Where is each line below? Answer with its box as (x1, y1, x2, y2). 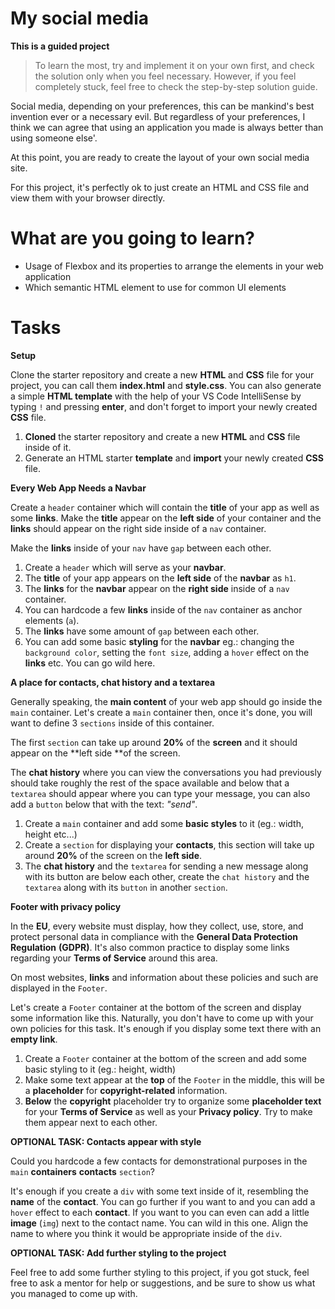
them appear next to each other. (24, 1116, 158, 1128)
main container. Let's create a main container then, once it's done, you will (10, 706, 313, 718)
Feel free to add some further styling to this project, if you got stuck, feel (10, 1266, 310, 1278)
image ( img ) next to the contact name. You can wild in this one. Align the (10, 1217, 309, 1229)
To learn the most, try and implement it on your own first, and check (34, 59, 315, 71)
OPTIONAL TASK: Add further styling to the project (10, 1247, 227, 1259)
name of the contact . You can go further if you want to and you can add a (10, 1195, 316, 1207)
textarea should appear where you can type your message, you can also (10, 787, 311, 799)
